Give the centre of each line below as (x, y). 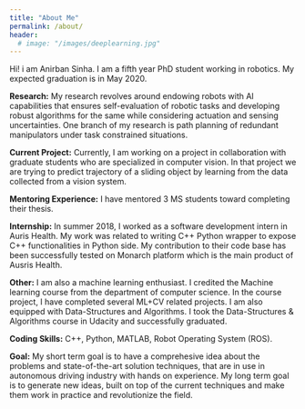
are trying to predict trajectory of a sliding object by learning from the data (149, 172)
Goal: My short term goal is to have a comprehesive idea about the (135, 356)
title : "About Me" (44, 18)
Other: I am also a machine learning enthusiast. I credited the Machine (142, 283)
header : (24, 35)
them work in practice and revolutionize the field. (101, 395)
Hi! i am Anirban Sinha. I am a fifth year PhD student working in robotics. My (152, 69)
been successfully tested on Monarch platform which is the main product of (152, 255)
